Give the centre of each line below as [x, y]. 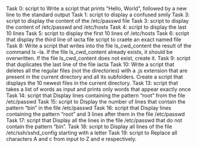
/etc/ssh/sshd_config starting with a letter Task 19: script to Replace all [92, 133]
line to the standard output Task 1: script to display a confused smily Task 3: [98, 15]
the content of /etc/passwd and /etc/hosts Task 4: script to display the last [96, 27]
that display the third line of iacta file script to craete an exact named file [94, 39]
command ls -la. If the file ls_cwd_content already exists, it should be [89, 52]
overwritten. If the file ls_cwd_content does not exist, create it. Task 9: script [98, 58]
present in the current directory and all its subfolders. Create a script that [95, 77]
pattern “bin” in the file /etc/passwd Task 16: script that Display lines [89, 108]
